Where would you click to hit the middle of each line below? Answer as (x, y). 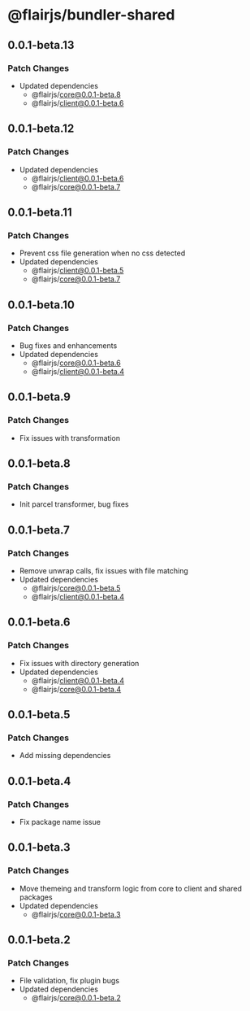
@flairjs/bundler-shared (91, 15)
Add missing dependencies (65, 756)
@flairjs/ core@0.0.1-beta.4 (76, 689)
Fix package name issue (60, 822)
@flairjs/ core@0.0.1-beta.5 (76, 588)
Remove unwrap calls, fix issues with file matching (103, 571)
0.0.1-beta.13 (41, 45)
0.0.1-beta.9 (39, 397)
